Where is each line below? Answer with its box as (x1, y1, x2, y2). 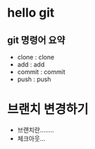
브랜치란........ (17, 125, 54, 134)
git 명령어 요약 (7, 34, 66, 46)
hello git (7, 5, 55, 21)
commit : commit (17, 68, 66, 76)
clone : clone (17, 53, 55, 61)
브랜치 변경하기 (7, 102, 89, 117)
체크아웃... (17, 134, 46, 143)
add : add (17, 60, 45, 69)
